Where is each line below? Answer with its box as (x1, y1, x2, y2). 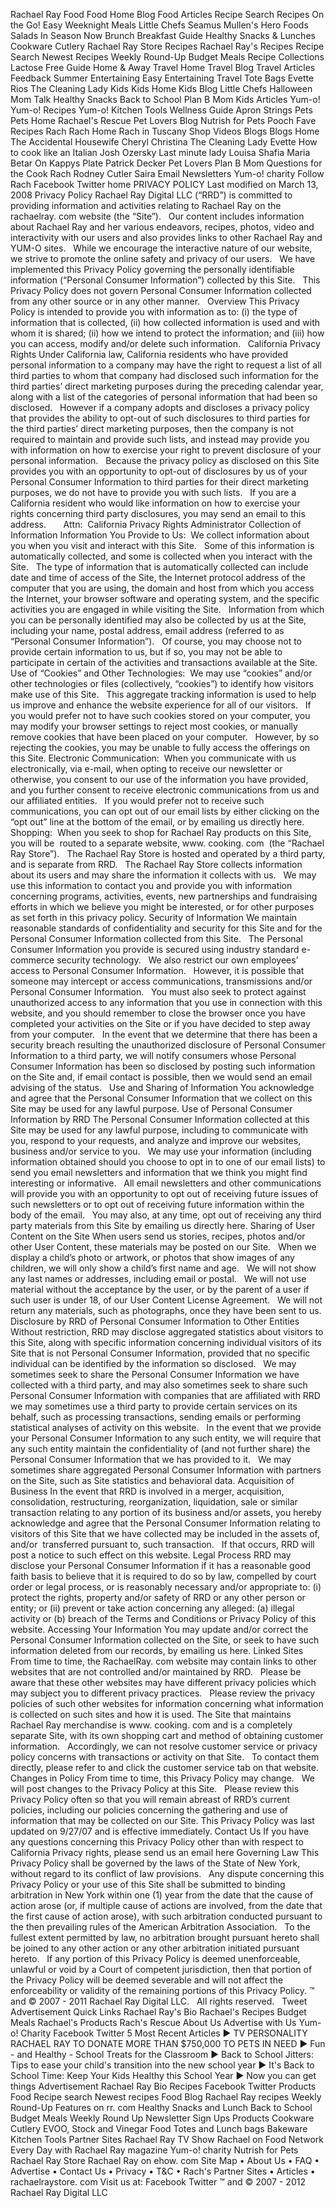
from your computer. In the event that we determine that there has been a (10, 1029, 318, 1040)
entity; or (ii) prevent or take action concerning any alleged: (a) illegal (10, 1602, 295, 1614)
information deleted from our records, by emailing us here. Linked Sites (10, 1645, 304, 1656)
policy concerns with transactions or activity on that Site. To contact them (10, 1751, 320, 1763)
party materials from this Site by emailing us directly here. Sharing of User (10, 1220, 316, 1231)
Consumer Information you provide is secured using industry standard (10, 944, 300, 955)
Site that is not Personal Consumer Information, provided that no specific (10, 1347, 311, 1359)
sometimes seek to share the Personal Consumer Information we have (10, 1369, 300, 1380)
